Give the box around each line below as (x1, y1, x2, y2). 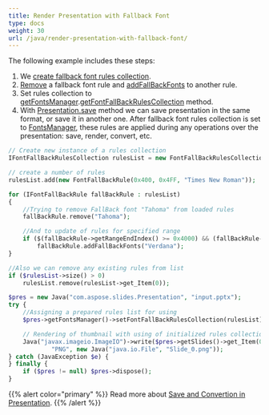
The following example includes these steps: (8, 56, 155, 66)
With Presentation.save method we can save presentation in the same (19, 106, 251, 115)
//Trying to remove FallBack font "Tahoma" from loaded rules (22, 205, 235, 213)
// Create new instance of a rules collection (8, 147, 167, 155)
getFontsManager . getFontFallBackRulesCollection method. (19, 97, 214, 107)
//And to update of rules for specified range (22, 228, 181, 236)
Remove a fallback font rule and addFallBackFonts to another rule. (19, 80, 238, 90)
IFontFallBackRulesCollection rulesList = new (8, 154, 167, 163)
